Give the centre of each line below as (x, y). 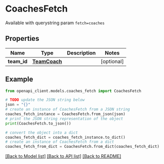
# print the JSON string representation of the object (64, 119)
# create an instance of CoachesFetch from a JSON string (68, 110)
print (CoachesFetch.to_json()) (38, 123)
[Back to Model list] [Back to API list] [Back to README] (63, 156)
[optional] (112, 61)
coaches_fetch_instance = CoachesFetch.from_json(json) (65, 114)
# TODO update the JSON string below (45, 100)
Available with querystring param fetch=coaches (55, 23)
